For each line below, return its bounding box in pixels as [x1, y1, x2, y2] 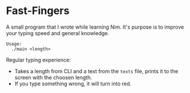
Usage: [6, 41, 22, 47]
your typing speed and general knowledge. [6, 29, 110, 36]
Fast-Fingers [6, 4, 70, 18]
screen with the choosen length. [14, 74, 92, 81]
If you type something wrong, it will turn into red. [14, 80, 132, 87]
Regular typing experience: [6, 56, 71, 63]
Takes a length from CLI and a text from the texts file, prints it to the [14, 67, 179, 74]
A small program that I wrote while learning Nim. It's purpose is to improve [6, 23, 184, 30]
